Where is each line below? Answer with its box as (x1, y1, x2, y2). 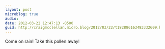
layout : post (5, 7, 32, 12)
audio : (5, 16, 19, 21)
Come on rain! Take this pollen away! (5, 38, 80, 44)
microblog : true (5, 12, 38, 16)
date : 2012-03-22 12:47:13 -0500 (5, 20, 74, 26)
